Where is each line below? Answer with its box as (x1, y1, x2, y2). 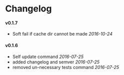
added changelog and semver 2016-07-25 (12, 58, 100, 65)
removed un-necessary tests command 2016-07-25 (12, 64, 119, 70)
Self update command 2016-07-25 (12, 53, 84, 59)
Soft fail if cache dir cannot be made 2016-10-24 (12, 31, 112, 37)
